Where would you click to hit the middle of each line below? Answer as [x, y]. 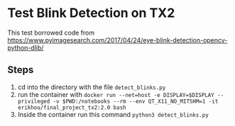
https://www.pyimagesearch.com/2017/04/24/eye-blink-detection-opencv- [117, 40]
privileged [34, 101]
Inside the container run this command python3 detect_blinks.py [113, 114]
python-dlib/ [26, 47]
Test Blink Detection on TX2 [91, 13]
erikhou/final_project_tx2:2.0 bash [72, 108]
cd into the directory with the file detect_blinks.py [92, 87]
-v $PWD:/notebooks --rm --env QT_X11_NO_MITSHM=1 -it [136, 101]
